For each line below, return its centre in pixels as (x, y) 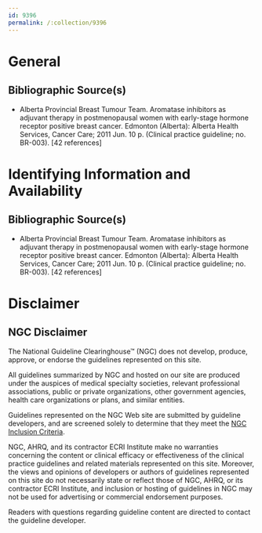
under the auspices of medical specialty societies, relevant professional (124, 383)
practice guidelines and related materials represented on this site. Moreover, (131, 463)
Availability (45, 191)
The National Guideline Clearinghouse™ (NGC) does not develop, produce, (128, 351)
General (35, 62)
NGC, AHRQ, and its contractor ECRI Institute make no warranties (113, 447)
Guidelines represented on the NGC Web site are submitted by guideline (124, 415)
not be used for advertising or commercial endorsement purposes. (116, 497)
